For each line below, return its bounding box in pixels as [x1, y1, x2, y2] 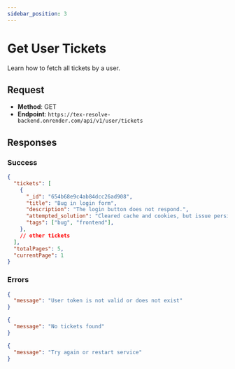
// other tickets [20, 232, 71, 239]
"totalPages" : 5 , [13, 245, 64, 253]
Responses [7, 136, 57, 148]
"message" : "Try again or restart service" [13, 349, 142, 356]
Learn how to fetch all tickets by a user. [7, 64, 120, 72]
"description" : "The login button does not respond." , [25, 206, 190, 213]
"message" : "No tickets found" [13, 323, 105, 330]
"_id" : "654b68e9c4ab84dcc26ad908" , [25, 193, 133, 200]
